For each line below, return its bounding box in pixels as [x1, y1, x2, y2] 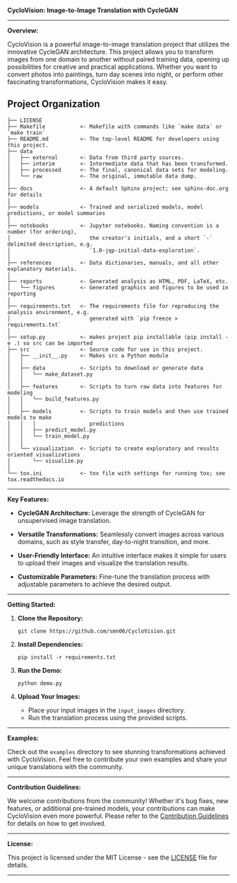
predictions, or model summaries [7, 209, 106, 217]
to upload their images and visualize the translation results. [17, 558, 189, 567]
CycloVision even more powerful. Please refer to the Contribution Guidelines [7, 812, 229, 820]
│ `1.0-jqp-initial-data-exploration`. [7, 247, 200, 254]
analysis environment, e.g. [7, 308, 90, 316]
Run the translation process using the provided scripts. [28, 713, 188, 722]
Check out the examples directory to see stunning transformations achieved [7, 747, 226, 756]
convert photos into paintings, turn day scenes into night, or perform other [7, 70, 224, 79]
